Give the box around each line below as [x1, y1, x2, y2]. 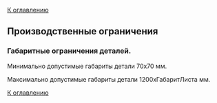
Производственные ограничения [7, 25, 158, 37]
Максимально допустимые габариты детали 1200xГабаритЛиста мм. [7, 75, 211, 83]
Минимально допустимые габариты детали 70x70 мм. [7, 62, 167, 70]
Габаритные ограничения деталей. [7, 46, 132, 56]
